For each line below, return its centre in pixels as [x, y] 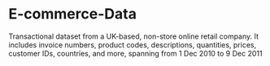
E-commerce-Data [72, 14]
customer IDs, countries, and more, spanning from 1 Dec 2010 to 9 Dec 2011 [135, 53]
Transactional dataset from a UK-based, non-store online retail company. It [133, 36]
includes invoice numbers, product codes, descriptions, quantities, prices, [133, 44]
